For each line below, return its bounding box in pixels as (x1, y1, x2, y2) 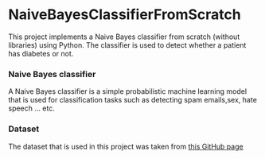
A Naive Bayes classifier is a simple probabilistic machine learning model (8, 87, 247, 96)
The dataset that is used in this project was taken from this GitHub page (8, 142, 244, 151)
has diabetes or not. (8, 48, 74, 58)
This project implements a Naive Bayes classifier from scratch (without (8, 32, 240, 41)
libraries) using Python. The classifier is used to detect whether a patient (8, 40, 247, 49)
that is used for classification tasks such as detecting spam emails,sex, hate (8, 95, 257, 105)
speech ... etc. (8, 103, 56, 113)
